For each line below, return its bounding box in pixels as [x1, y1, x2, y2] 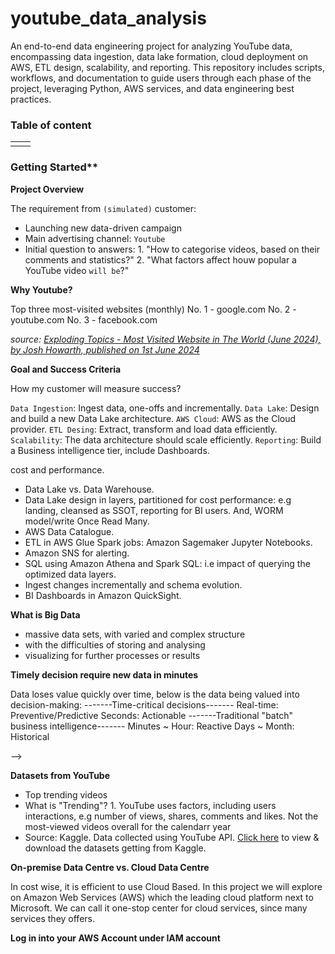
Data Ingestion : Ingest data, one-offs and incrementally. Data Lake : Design [10, 402, 320, 414]
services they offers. [10, 912, 95, 924]
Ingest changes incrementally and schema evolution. [24, 578, 243, 591]
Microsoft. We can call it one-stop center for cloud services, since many [10, 902, 308, 914]
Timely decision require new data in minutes [10, 668, 199, 681]
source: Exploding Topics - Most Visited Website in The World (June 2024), [10, 333, 322, 345]
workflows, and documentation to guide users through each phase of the [10, 72, 312, 84]
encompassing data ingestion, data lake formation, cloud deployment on [10, 50, 309, 62]
